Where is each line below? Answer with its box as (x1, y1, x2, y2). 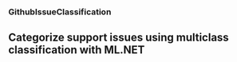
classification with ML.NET (8, 43, 145, 57)
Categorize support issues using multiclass (8, 31, 229, 45)
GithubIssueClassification (8, 6, 112, 17)
